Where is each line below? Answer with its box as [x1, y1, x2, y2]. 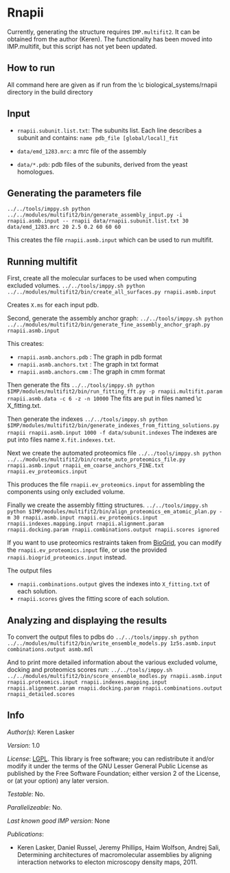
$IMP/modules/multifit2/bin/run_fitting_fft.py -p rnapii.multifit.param [7, 388, 223, 396]
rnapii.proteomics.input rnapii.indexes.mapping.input [7, 679, 168, 686]
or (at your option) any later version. [7, 777, 109, 785]
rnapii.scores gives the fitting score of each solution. [16, 595, 170, 603]
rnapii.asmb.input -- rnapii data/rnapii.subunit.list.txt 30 [7, 218, 189, 225]
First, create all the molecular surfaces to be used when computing [7, 274, 197, 283]
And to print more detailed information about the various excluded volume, [7, 658, 218, 666]
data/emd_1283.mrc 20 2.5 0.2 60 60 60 [7, 224, 122, 231]
